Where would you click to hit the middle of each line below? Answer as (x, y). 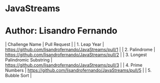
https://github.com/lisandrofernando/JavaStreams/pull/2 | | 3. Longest (76, 55)
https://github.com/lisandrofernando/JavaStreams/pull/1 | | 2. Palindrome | (80, 50)
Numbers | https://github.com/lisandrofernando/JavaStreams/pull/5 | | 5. (79, 70)
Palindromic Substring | (29, 60)
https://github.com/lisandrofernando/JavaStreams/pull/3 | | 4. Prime (74, 65)
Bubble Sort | (18, 76)
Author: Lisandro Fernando (61, 31)
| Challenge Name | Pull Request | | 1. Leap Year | (54, 44)
